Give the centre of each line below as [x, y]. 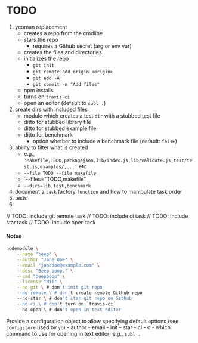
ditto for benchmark [48, 134]
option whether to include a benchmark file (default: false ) [105, 141]
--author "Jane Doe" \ [45, 259]
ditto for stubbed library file [57, 122]
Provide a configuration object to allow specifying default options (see [92, 321]
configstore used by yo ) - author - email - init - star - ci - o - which [89, 327]
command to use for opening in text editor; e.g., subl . [74, 333]
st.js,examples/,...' [50, 167]
